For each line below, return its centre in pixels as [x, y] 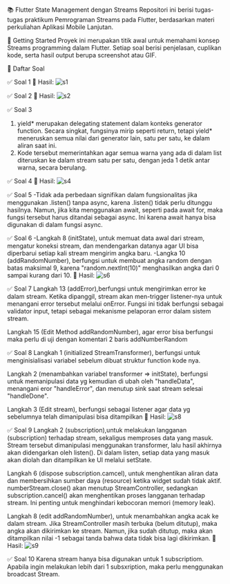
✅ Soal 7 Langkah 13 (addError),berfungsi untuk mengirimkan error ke [107, 289]
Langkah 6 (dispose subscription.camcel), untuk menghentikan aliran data [113, 473]
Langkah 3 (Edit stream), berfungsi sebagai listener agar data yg [99, 409]
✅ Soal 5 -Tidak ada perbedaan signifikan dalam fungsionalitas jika [103, 195]
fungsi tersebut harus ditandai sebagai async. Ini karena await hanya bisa [112, 217]
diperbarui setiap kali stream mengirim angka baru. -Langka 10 [96, 253]
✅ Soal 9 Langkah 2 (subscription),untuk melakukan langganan [97, 430]
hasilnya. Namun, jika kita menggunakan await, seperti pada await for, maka [115, 210]
